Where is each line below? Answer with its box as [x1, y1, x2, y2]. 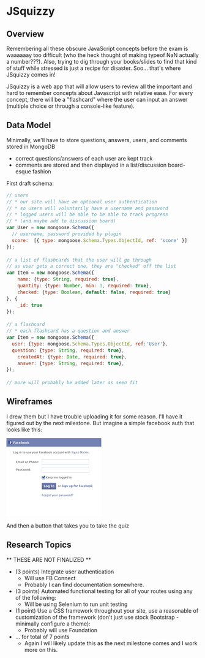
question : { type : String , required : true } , [12, 347, 124, 354]
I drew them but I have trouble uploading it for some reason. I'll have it [6, 412, 183, 420]
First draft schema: [6, 180, 54, 187]
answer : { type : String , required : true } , [17, 360, 124, 366]
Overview [6, 29, 45, 39]
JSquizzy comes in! [6, 71, 56, 78]
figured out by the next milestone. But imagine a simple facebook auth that [6, 419, 195, 426]
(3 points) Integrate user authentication [15, 568, 114, 575]
